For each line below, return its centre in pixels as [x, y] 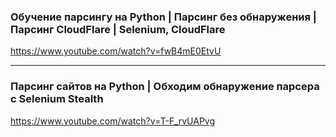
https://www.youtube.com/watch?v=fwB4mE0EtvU [116, 51]
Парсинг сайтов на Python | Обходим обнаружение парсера [165, 87]
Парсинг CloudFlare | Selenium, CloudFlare [118, 29]
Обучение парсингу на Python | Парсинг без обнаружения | [163, 17]
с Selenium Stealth [57, 99]
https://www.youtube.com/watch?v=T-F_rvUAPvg [113, 121]
